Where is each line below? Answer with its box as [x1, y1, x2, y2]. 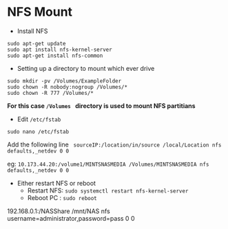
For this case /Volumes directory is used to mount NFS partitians [7, 101, 196, 110]
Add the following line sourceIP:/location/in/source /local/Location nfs [7, 140, 222, 149]
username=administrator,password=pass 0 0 [7, 214, 135, 222]
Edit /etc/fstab [17, 115, 61, 123]
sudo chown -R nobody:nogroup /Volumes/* [7, 83, 128, 90]
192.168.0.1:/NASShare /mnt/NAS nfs [7, 207, 110, 215]
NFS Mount [7, 4, 73, 20]
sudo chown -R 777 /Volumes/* [7, 89, 94, 96]
